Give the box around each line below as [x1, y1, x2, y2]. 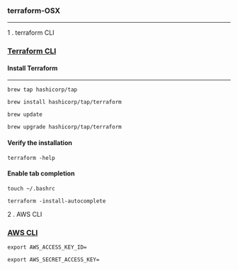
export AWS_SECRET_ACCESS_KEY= [7, 256, 100, 264]
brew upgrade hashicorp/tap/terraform [7, 124, 122, 131]
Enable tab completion [7, 169, 75, 178]
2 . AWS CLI [7, 210, 42, 218]
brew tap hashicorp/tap [7, 86, 78, 94]
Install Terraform [7, 63, 58, 72]
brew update [7, 111, 42, 119]
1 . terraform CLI [7, 28, 55, 37]
